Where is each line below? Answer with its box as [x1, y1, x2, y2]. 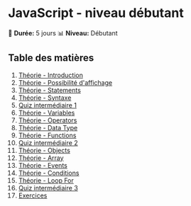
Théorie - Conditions [18, 168, 80, 177]
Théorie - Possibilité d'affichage [18, 78, 113, 86]
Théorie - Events [18, 161, 68, 169]
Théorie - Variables [18, 108, 75, 117]
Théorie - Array [18, 154, 64, 162]
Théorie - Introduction [18, 71, 84, 79]
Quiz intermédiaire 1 [18, 101, 77, 109]
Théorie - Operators [18, 115, 77, 125]
